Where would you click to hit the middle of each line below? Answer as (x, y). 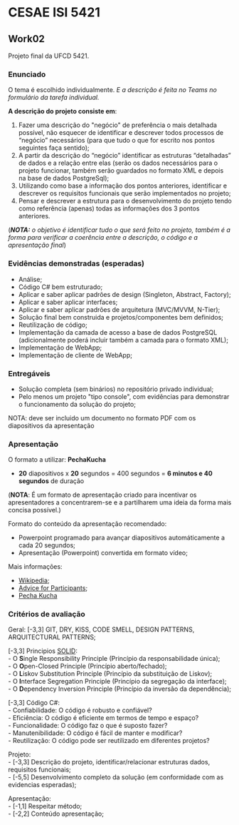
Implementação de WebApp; (60, 348)
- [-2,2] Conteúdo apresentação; (56, 814)
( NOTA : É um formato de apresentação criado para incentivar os (102, 495)
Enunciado (27, 74)
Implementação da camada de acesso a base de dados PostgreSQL (118, 332)
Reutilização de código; (53, 325)
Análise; (30, 279)
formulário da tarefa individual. (54, 98)
